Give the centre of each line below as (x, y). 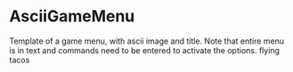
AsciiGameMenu (72, 16)
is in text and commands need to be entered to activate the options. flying (145, 50)
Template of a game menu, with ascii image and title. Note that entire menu (147, 41)
